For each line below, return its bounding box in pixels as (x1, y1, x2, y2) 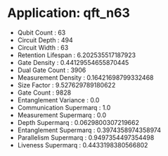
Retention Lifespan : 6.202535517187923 (17, 51, 136, 59)
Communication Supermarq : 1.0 (17, 103, 111, 112)
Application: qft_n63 (7, 5, 130, 21)
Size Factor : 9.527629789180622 (17, 80, 116, 89)
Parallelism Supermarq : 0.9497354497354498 (17, 133, 155, 142)
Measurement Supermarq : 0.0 (17, 111, 107, 119)
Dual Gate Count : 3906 (17, 66, 86, 74)
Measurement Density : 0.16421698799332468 (17, 73, 154, 82)
